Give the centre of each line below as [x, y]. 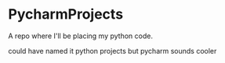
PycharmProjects [66, 14]
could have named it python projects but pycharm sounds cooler [112, 51]
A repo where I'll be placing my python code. [80, 36]
